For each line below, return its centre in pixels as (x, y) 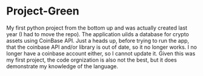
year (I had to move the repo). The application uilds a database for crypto (98, 34)
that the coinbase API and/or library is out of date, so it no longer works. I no (101, 47)
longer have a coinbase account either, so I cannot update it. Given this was (101, 53)
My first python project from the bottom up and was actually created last (97, 28)
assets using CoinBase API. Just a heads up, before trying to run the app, (98, 40)
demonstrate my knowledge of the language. (62, 66)
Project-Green (43, 11)
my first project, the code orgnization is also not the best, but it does (92, 60)
